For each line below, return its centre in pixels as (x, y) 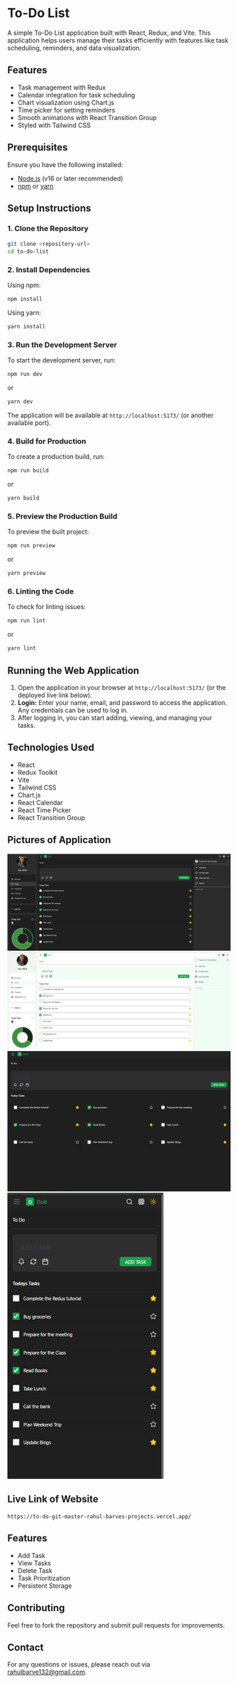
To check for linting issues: (47, 607)
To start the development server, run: (61, 360)
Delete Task (35, 1570)
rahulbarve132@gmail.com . (47, 1672)
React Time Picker (44, 810)
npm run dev (25, 375)
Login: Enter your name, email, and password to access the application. (122, 703)
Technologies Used (51, 748)
